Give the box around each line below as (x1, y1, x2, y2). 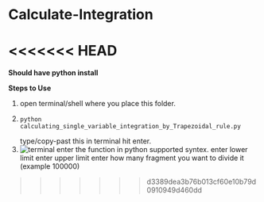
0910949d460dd (146, 185, 203, 195)
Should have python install (8, 68, 99, 78)
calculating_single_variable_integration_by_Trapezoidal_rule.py (19, 123, 241, 131)
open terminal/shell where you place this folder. (19, 99, 177, 109)
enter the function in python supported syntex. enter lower (56, 145, 248, 154)
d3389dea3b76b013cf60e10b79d (146, 177, 257, 187)
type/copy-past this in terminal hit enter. (19, 136, 152, 146)
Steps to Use (8, 83, 52, 93)
